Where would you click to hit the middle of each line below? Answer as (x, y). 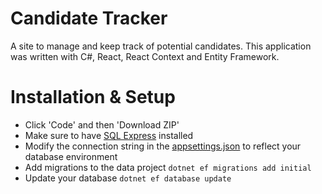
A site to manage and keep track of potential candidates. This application (161, 46)
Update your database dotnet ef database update (128, 178)
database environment (71, 156)
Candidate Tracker (89, 18)
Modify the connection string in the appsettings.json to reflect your (163, 146)
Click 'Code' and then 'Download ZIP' (102, 124)
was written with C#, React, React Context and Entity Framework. (145, 56)
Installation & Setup (93, 97)
